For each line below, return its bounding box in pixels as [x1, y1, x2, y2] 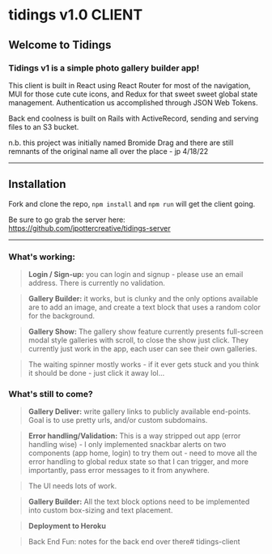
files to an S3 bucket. [8, 121, 79, 131]
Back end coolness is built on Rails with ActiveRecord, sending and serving [8, 113, 259, 123]
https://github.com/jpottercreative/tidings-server [8, 223, 172, 232]
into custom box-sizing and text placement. [28, 505, 173, 515]
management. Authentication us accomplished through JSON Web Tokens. [8, 97, 258, 107]
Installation [8, 177, 66, 191]
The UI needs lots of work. [28, 481, 117, 491]
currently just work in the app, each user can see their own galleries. [28, 343, 257, 353]
